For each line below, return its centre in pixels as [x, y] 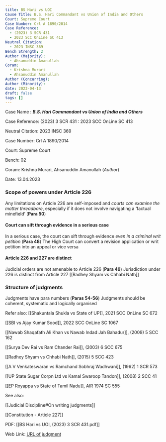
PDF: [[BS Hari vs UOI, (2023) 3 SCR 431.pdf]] [53, 425]
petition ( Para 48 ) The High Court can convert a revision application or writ [82, 241]
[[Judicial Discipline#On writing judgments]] [50, 405]
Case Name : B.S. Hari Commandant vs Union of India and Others [74, 112]
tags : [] [14, 98]
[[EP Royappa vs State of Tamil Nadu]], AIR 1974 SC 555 [63, 386]
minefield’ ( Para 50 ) [26, 214]
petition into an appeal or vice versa [42, 246]
